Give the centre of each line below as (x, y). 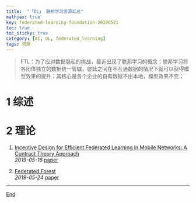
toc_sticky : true (27, 33)
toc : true (18, 28)
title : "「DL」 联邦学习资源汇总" (45, 11)
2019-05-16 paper (36, 160)
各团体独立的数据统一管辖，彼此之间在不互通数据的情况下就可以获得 (102, 68)
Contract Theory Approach (47, 154)
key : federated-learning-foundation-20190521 (62, 22)
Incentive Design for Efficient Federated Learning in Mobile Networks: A (101, 147)
